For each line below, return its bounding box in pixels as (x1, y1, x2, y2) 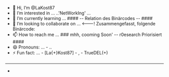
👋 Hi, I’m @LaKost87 (12, 5, 55, 10)
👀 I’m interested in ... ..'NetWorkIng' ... (12, 10, 91, 16)
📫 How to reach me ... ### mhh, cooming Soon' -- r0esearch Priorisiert (12, 31, 162, 37)
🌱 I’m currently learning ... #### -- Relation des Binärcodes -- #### (12, 15, 153, 21)
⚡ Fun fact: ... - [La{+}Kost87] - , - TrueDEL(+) (12, 50, 108, 55)
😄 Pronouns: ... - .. (12, 44, 52, 50)
